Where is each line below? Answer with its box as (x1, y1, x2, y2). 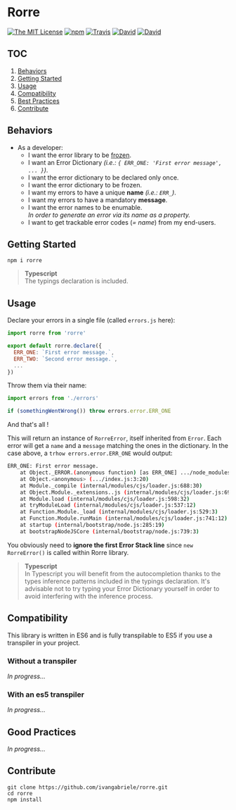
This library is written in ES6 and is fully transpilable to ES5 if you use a (7, 631, 213, 640)
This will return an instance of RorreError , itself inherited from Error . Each (7, 434, 222, 442)
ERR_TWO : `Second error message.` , (13, 355, 118, 363)
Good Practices (7, 726, 77, 738)
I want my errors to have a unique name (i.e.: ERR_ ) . (27, 188, 177, 197)
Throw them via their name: (7, 381, 87, 390)
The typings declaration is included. (24, 277, 129, 285)
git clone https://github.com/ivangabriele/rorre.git (7, 783, 169, 791)
